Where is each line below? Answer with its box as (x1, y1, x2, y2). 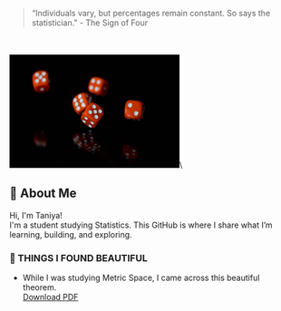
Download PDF (22, 292, 79, 303)
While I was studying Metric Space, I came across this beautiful (22, 272, 260, 284)
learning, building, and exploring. (9, 228, 133, 239)
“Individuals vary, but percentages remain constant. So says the (31, 8, 271, 18)
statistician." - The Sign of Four (31, 17, 149, 28)
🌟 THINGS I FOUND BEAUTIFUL (9, 251, 148, 264)
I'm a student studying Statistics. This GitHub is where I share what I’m (9, 219, 274, 230)
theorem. (22, 282, 57, 293)
